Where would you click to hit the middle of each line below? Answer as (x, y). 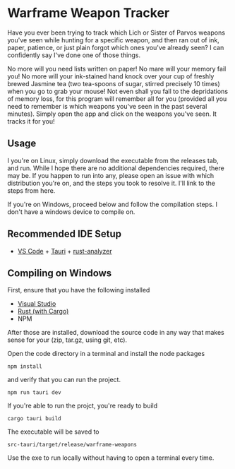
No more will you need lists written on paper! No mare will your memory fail (117, 69)
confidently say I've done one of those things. (74, 55)
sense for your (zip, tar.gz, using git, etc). (67, 340)
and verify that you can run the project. (64, 380)
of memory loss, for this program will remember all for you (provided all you (117, 99)
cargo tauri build (34, 419)
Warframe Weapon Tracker (89, 13)
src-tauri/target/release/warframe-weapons (72, 445)
